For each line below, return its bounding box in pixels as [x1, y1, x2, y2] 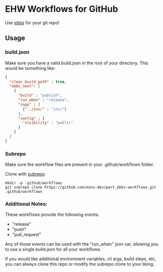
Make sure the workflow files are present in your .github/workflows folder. [5, 161, 155, 168]
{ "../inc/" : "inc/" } [23, 107, 67, 112]
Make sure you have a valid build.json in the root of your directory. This [5, 60, 148, 66]
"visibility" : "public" [23, 121, 73, 125]
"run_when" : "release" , [18, 97, 69, 102]
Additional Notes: [5, 200, 48, 207]
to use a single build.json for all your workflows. [5, 246, 101, 252]
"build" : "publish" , [18, 93, 63, 98]
